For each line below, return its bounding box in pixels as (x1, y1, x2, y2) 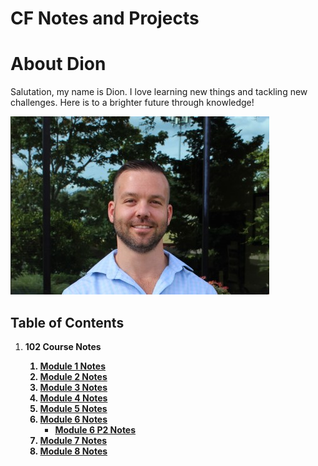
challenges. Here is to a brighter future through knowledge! (10, 97, 255, 109)
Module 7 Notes (39, 434, 108, 446)
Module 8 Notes (39, 445, 108, 457)
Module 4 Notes (39, 392, 108, 404)
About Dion (10, 53, 107, 76)
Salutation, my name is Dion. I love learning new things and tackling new (10, 86, 308, 98)
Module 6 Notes (39, 413, 108, 425)
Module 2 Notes (39, 370, 108, 382)
